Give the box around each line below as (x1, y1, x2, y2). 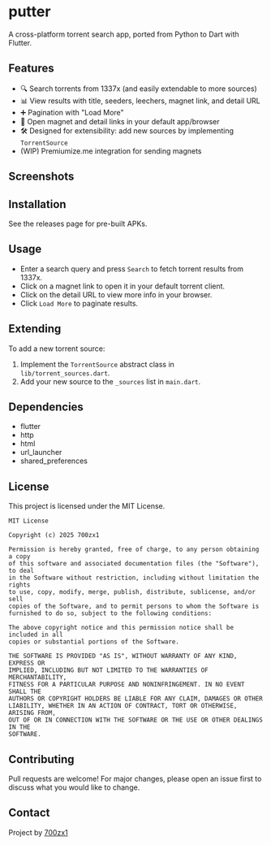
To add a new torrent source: (8, 344, 105, 353)
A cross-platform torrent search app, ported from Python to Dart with (8, 29, 239, 39)
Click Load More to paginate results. (19, 298, 139, 308)
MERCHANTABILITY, (8, 674, 67, 682)
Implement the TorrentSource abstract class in (19, 359, 174, 369)
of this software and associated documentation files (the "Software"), (8, 560, 260, 568)
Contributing (8, 752, 75, 766)
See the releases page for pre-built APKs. (8, 219, 148, 228)
